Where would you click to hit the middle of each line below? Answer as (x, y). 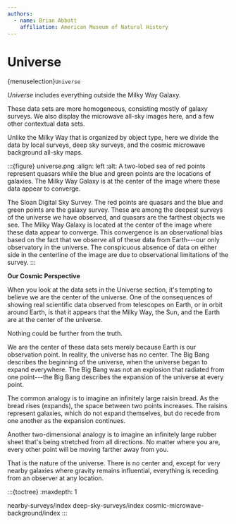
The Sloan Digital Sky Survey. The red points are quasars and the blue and (115, 203)
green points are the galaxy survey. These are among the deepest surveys (115, 210)
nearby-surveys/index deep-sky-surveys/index (76, 506)
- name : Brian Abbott (45, 20)
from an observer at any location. (56, 478)
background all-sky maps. (45, 153)
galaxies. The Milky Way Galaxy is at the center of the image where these (114, 181)
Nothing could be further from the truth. (65, 333)
